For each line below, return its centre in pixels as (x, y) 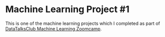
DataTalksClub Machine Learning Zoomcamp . (53, 28)
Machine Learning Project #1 (67, 9)
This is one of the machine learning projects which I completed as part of (83, 23)
